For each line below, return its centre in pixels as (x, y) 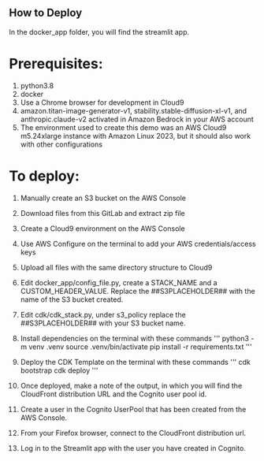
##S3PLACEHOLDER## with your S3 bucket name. (103, 323)
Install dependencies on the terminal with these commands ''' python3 (135, 338)
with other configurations (61, 144)
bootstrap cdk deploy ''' (59, 370)
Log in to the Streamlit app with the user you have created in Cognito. (133, 448)
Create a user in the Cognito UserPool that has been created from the (133, 409)
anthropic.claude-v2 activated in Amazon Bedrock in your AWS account (137, 119)
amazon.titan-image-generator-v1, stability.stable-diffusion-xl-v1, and (134, 110)
